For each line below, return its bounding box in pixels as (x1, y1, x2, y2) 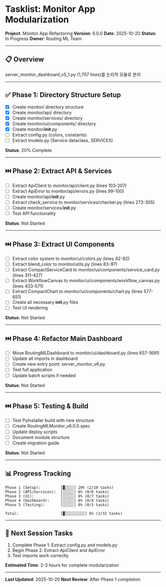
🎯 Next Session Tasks (5, 529, 73, 538)
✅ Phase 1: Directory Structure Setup (5, 91, 121, 99)
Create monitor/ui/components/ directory (12, 120, 96, 127)
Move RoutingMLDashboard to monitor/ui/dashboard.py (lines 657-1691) (12, 350, 160, 356)
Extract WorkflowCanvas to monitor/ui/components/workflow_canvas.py (12, 278, 160, 284)
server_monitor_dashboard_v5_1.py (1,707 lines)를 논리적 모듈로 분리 (5, 71, 141, 77)
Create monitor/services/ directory (12, 115, 83, 121)
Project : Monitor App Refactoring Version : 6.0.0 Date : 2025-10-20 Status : (5, 30, 157, 36)
